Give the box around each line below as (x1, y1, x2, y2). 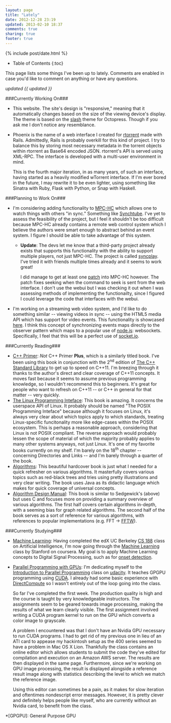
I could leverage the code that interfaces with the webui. (20, 295, 139, 302)
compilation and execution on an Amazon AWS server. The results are (12, 655, 160, 661)
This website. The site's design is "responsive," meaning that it (12, 105, 145, 111)
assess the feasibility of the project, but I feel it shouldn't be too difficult (12, 216, 164, 222)
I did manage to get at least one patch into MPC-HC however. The (20, 274, 159, 280)
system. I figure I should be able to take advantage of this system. (12, 232, 152, 238)
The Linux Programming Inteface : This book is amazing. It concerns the (12, 397, 163, 403)
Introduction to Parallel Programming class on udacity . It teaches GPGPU (12, 570, 166, 576)
